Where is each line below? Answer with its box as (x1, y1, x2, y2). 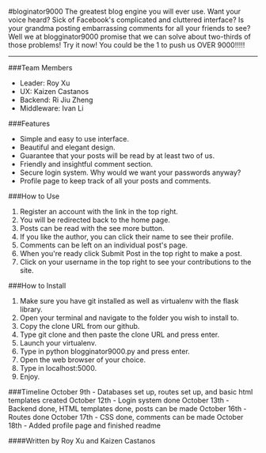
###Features (8, 119, 50, 128)
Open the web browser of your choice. (19, 355, 146, 364)
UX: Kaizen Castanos (19, 87, 89, 96)
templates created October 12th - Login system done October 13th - (8, 395, 230, 405)
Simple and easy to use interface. (19, 134, 129, 143)
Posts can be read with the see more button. (19, 224, 165, 232)
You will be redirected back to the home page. (19, 215, 170, 225)
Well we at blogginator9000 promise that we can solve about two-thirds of (8, 32, 251, 41)
